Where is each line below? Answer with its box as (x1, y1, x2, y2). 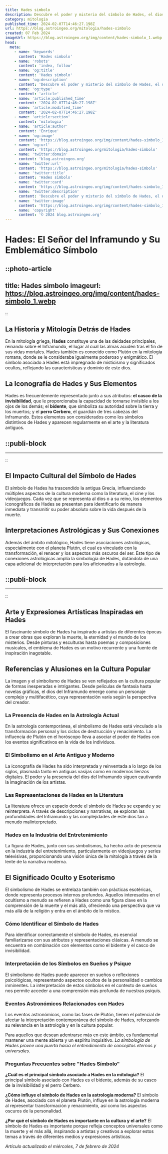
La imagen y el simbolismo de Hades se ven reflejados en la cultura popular (5, 678, 161, 684)
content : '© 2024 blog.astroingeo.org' (18, 212, 101, 217)
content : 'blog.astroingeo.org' (18, 156, 86, 161)
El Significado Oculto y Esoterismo (5, 873, 115, 882)
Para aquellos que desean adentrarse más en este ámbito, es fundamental (5, 1032, 158, 1038)
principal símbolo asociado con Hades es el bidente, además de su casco (5, 1077, 157, 1083)
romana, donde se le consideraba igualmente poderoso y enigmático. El (5, 354, 153, 360)
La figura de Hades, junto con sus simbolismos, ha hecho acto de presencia (5, 843, 161, 849)
